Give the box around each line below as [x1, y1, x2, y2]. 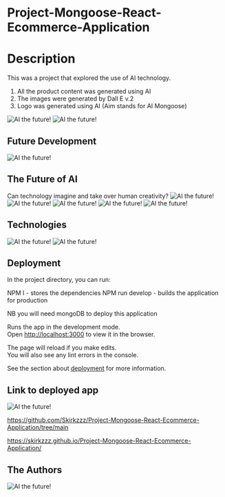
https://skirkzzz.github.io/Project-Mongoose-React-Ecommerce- [7, 436, 191, 445]
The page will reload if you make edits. [7, 343, 117, 352]
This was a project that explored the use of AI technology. [7, 74, 171, 82]
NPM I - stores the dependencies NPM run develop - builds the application [7, 289, 219, 297]
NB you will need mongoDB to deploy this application [7, 310, 158, 318]
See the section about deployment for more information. [7, 364, 167, 373]
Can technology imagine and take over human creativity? [7, 192, 169, 200]
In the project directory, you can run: [7, 276, 111, 284]
